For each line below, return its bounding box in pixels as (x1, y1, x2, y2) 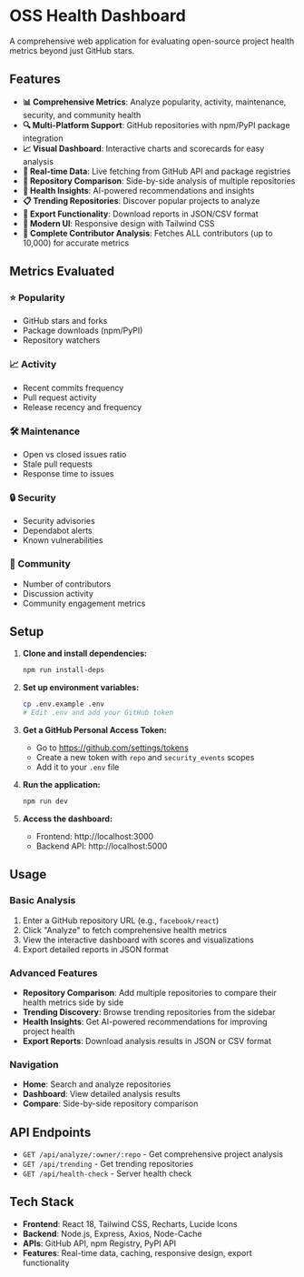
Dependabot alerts (22, 525, 93, 537)
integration (22, 133, 64, 144)
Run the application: (22, 779, 102, 790)
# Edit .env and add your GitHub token (22, 709, 174, 718)
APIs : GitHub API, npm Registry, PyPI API (22, 1238, 177, 1249)
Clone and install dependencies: (22, 648, 148, 659)
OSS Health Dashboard (9, 5, 186, 26)
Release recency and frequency (22, 401, 142, 412)
